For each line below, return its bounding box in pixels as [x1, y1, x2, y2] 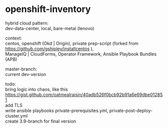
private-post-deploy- [109, 107, 153, 113]
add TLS [5, 102, 22, 108]
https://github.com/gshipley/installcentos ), [5, 45, 94, 51]
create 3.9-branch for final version [5, 118, 76, 124]
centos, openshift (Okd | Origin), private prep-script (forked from [5, 40, 138, 46]
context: [5, 35, 22, 41]
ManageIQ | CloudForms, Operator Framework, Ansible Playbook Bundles [5, 51, 156, 57]
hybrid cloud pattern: [5, 20, 49, 26]
